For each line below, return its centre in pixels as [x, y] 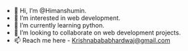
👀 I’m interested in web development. [67, 18]
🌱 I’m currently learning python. [59, 25]
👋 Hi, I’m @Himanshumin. [50, 11]
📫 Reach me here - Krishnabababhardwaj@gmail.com [92, 40]
